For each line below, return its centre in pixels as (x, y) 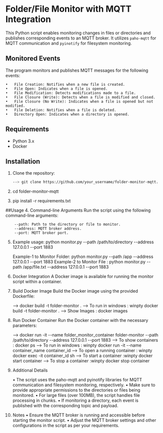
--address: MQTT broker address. (48, 229)
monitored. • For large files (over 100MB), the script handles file (76, 395)
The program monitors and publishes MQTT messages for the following (77, 70)
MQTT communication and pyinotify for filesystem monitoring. (69, 43)
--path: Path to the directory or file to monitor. (67, 225)
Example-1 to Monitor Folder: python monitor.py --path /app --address (83, 256)
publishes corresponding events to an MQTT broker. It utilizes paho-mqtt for (81, 38)
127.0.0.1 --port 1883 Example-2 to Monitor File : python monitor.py (79, 262)
